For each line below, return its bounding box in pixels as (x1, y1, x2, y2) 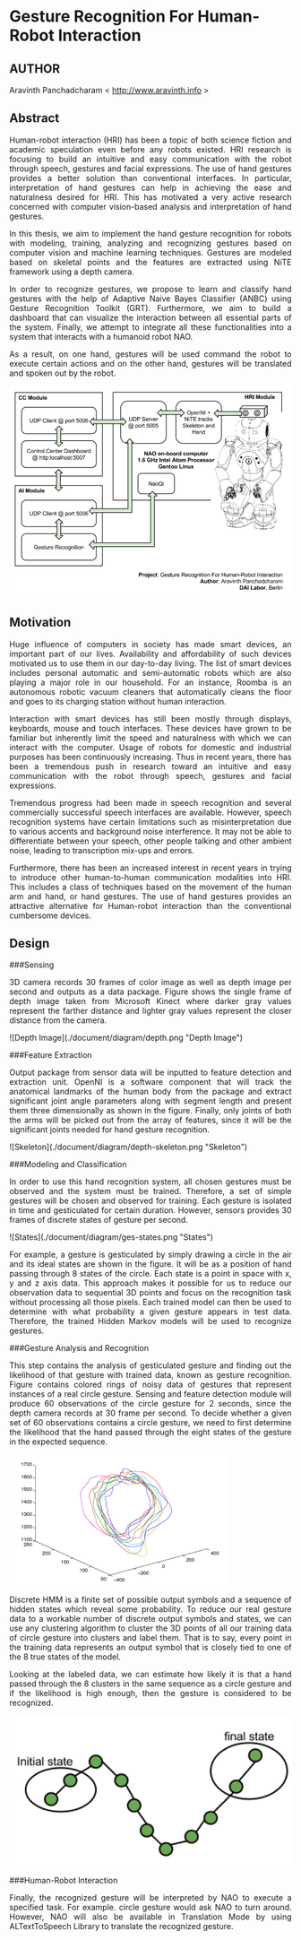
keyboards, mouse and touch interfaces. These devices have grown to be (9, 723, 292, 733)
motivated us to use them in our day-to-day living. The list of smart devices (9, 657, 292, 669)
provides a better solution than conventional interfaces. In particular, (9, 172, 292, 183)
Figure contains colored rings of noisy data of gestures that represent (9, 1379, 292, 1390)
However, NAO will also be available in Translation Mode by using (9, 1911, 292, 1922)
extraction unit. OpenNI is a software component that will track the (9, 1077, 292, 1087)
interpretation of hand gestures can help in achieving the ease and (9, 182, 292, 193)
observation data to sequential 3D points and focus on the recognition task (9, 1287, 292, 1298)
